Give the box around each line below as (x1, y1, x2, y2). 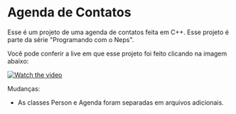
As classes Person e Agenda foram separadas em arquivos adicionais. (17, 98, 224, 107)
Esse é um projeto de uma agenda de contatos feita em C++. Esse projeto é (7, 28, 230, 36)
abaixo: (7, 56, 29, 65)
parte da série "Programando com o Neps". (7, 35, 134, 43)
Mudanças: (7, 84, 41, 93)
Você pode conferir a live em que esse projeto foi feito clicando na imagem (7, 49, 227, 58)
